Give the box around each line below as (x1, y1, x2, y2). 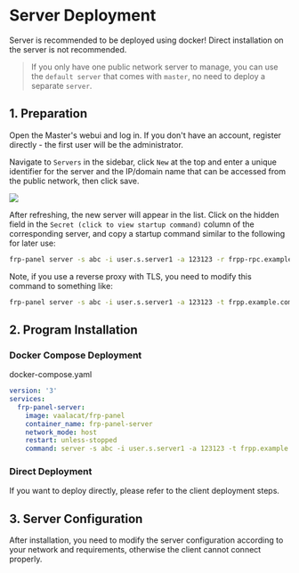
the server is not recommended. (9, 44, 127, 54)
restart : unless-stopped (25, 436, 117, 445)
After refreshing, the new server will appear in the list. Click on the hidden (9, 209, 279, 220)
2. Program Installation (9, 322, 138, 337)
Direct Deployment (9, 465, 93, 478)
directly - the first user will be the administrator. (9, 139, 184, 149)
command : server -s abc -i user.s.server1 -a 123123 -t (25, 444, 238, 454)
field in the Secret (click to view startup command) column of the (9, 219, 255, 230)
